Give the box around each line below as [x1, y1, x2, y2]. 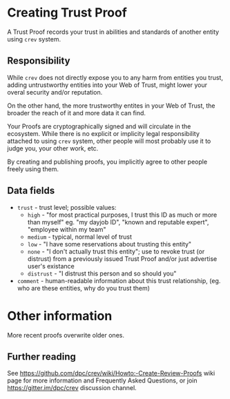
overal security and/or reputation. [7, 88, 103, 96]
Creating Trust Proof [7, 5, 128, 21]
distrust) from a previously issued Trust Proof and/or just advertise [27, 254, 218, 263]
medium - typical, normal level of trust [27, 233, 133, 241]
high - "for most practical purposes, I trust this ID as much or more [27, 211, 218, 219]
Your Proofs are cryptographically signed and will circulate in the [7, 122, 191, 130]
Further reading [7, 351, 76, 362]
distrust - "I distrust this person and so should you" [27, 269, 177, 278]
